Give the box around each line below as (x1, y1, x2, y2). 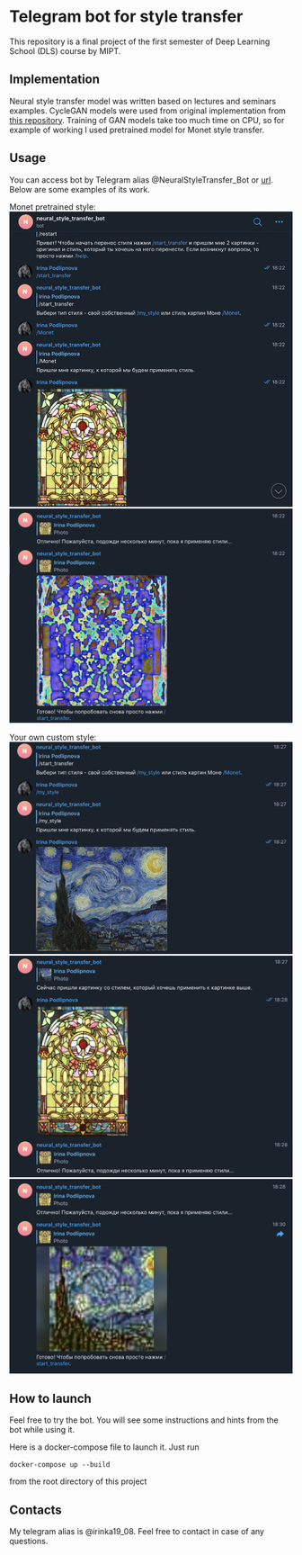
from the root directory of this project (9, 1476, 147, 1487)
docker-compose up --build (9, 1461, 111, 1470)
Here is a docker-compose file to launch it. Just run (9, 1442, 200, 1452)
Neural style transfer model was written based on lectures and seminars (9, 95, 277, 106)
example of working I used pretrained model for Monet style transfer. (9, 124, 265, 135)
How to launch (9, 1390, 92, 1406)
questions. (9, 1536, 49, 1547)
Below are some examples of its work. (9, 184, 150, 194)
